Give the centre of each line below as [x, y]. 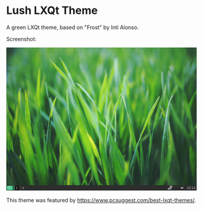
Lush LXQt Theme [52, 11]
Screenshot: [21, 39]
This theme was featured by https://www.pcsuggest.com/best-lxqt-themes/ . [101, 200]
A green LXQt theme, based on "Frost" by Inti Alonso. [72, 27]
